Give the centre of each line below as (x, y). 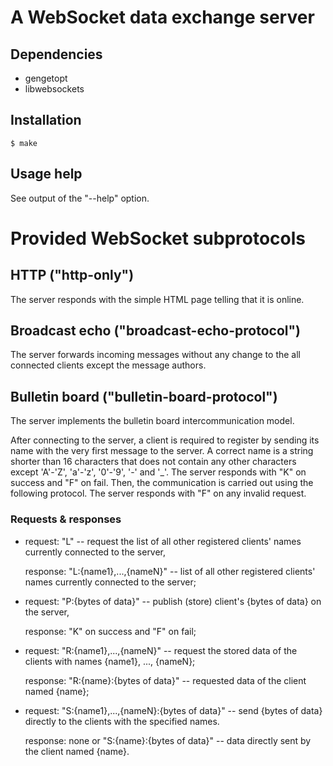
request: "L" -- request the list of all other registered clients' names (163, 541)
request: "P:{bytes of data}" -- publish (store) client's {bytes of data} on (173, 601)
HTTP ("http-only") (72, 275)
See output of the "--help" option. (80, 198)
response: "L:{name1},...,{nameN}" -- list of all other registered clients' (170, 571)
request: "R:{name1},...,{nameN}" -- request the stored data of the (161, 650)
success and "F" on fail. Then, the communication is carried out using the (162, 483)
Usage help (46, 174)
